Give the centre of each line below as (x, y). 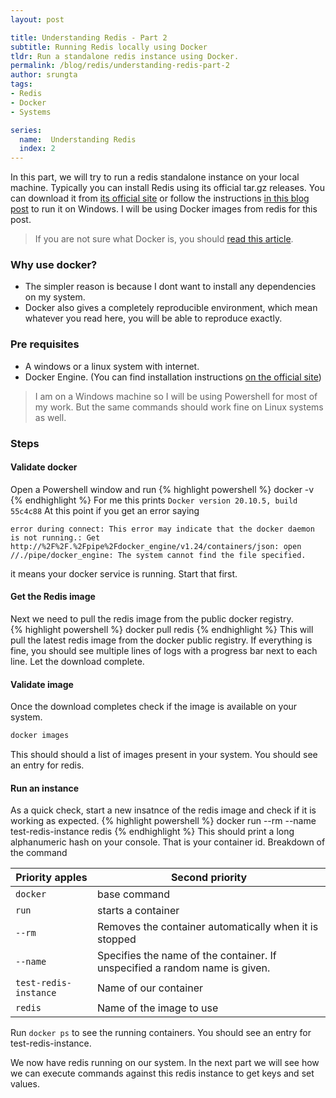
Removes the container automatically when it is (207, 927)
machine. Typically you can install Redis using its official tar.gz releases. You (167, 188)
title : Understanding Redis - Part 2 (89, 37)
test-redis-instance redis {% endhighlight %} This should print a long (152, 832)
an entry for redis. (47, 765)
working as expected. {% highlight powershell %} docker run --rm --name (163, 821)
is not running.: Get (55, 537)
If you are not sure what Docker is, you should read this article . (164, 239)
